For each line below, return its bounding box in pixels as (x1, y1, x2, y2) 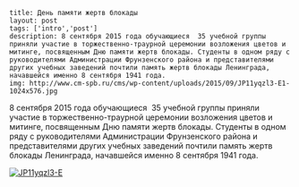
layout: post (9, 16, 58, 25)
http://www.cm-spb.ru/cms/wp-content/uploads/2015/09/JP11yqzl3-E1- (29, 79, 291, 88)
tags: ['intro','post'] (9, 24, 98, 33)
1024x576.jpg (9, 87, 58, 96)
